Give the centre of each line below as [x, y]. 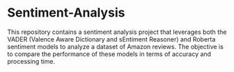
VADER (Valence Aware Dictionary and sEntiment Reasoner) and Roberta [111, 39]
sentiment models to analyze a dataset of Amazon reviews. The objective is [116, 46]
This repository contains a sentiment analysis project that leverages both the [117, 32]
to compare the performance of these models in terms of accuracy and [109, 54]
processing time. [31, 61]
